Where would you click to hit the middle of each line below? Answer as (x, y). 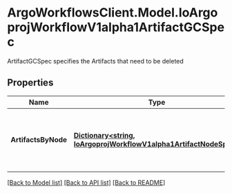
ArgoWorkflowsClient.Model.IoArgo (113, 13)
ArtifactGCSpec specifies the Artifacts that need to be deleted (96, 61)
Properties (30, 83)
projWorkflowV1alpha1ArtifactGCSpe (116, 27)
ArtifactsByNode (39, 139)
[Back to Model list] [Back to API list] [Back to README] (86, 182)
